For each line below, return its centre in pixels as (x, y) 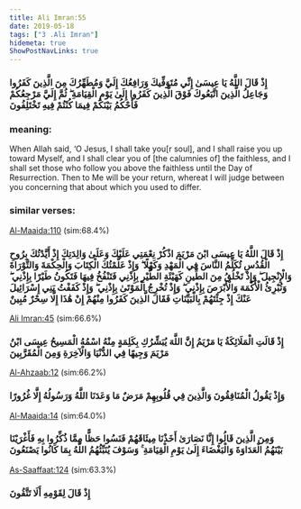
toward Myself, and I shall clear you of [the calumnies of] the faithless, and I (150, 159)
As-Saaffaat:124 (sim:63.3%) (63, 469)
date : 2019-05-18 (42, 26)
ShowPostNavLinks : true (54, 51)
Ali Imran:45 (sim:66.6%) (55, 318)
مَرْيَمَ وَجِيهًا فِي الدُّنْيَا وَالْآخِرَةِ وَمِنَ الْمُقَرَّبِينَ (89, 352)
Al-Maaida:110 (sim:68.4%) (59, 230)
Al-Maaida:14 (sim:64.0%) (58, 415)
